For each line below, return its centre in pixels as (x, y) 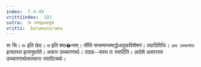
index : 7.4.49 (25, 12)
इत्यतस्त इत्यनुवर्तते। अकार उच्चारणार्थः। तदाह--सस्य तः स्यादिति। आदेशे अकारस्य (85, 52)
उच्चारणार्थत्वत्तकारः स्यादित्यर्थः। (36, 59)
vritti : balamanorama (34, 28)
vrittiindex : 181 (29, 17)
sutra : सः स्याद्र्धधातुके (30, 23)
